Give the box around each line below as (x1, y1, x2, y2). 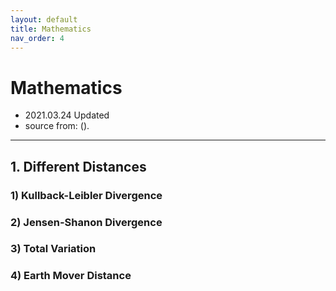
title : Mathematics (10, 24, 92, 34)
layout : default (10, 14, 78, 25)
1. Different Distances (10, 158, 147, 175)
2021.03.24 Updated (24, 109, 110, 121)
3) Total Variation (10, 242, 97, 256)
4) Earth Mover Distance (10, 269, 132, 283)
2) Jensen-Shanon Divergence (10, 215, 163, 229)
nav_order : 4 (10, 33, 65, 43)
